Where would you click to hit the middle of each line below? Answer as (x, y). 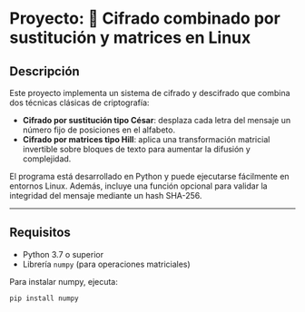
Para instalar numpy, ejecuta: (64, 281)
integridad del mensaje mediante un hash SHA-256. (106, 195)
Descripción (44, 71)
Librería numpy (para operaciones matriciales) (106, 264)
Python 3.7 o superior (63, 254)
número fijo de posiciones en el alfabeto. (98, 130)
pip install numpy (44, 298)
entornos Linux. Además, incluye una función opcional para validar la (138, 186)
